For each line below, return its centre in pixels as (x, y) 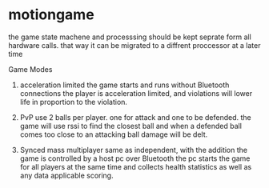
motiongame (51, 15)
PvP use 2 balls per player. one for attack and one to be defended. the (135, 117)
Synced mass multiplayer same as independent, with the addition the (134, 150)
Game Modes (30, 69)
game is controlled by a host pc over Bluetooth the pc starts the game (135, 158)
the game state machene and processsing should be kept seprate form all (130, 37)
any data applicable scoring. (66, 175)
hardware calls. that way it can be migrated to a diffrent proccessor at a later (134, 45)
